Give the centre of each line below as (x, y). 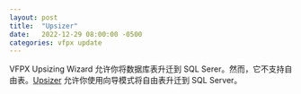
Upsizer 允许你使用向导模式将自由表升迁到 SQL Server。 (137, 81)
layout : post (34, 17)
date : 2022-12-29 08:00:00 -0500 (76, 34)
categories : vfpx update (56, 43)
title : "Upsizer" (44, 26)
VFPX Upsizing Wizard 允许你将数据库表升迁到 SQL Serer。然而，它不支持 (147, 69)
